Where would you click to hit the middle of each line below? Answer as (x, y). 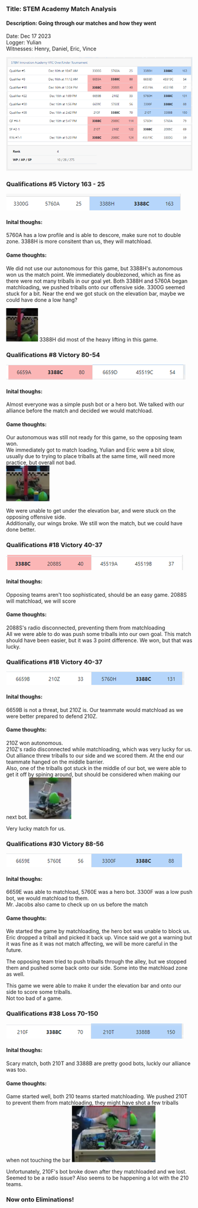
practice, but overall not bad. (41, 463)
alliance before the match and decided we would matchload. (80, 411)
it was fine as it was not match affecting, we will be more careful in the (92, 944)
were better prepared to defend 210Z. (52, 716)
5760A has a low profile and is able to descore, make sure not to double (94, 235)
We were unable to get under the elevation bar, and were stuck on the (91, 511)
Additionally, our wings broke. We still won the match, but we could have (94, 523)
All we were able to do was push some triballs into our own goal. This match (99, 634)
